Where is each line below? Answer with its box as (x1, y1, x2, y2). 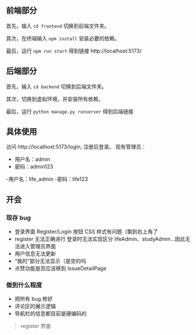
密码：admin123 (14, 163, 54, 170)
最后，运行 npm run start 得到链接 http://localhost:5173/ (6, 47, 142, 54)
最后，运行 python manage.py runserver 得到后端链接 (6, 108, 134, 115)
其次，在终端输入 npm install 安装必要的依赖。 (6, 35, 120, 42)
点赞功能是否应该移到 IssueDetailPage (14, 265, 106, 272)
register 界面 (20, 323, 51, 330)
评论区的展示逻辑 (14, 303, 56, 310)
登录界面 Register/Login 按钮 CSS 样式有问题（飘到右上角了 (14, 228, 159, 235)
